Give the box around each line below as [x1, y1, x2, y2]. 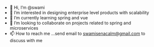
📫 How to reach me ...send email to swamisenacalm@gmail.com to [9, 31, 145, 36]
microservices [9, 25, 38, 31]
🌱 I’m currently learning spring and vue [9, 15, 88, 20]
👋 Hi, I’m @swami [9, 5, 45, 10]
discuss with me [9, 38, 43, 43]
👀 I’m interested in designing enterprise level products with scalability [9, 10, 150, 16]
